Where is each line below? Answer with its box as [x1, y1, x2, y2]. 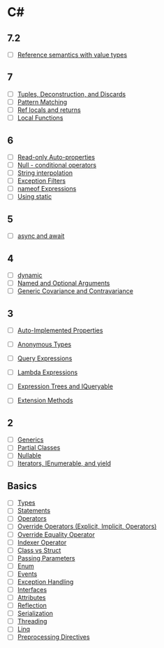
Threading [17, 617, 47, 626]
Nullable [17, 451, 42, 460]
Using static [17, 192, 52, 201]
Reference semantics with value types [17, 50, 128, 59]
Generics [17, 435, 44, 444]
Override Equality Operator [17, 530, 96, 539]
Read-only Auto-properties [17, 153, 96, 161]
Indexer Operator [17, 538, 67, 547]
